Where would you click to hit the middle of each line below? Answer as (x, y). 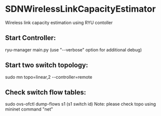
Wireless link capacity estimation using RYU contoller (59, 23)
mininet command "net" (29, 109)
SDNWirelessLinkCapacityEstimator (80, 9)
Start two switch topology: (47, 65)
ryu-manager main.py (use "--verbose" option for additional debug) (74, 49)
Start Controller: (30, 38)
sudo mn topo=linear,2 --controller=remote (49, 77)
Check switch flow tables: (46, 92)
